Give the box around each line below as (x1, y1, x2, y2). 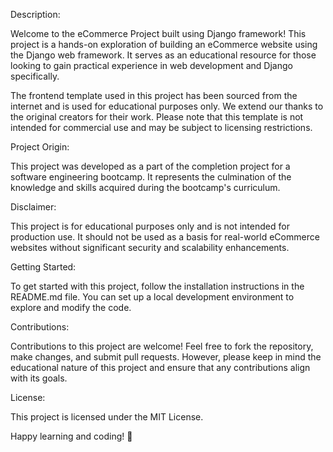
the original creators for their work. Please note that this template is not (10, 111, 304, 123)
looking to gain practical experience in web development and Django (10, 60, 293, 71)
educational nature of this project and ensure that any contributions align (10, 362, 311, 373)
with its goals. (10, 372, 68, 384)
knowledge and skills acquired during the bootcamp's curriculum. (10, 182, 281, 193)
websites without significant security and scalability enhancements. (10, 242, 290, 253)
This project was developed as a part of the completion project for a (10, 160, 291, 172)
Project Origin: (10, 141, 70, 153)
